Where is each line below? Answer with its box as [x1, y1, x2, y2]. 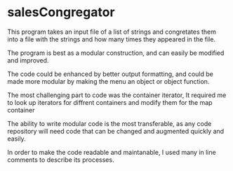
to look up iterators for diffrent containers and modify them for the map [7, 98, 213, 106]
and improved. [7, 56, 49, 64]
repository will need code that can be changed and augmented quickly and [7, 127, 225, 135]
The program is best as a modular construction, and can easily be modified [7, 49, 225, 57]
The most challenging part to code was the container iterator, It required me [7, 91, 227, 99]
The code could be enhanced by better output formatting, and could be [7, 70, 214, 78]
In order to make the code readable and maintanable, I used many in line [7, 148, 216, 156]
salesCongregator [7, 4, 115, 20]
